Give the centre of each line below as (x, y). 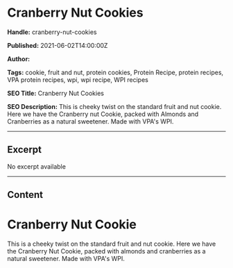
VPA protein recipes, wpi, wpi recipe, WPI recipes (78, 79)
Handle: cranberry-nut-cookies (52, 32)
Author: (19, 59)
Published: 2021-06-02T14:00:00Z (58, 45)
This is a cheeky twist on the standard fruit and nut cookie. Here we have (112, 244)
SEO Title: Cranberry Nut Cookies (55, 93)
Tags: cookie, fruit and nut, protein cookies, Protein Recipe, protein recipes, (115, 72)
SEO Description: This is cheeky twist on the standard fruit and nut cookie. (114, 106)
